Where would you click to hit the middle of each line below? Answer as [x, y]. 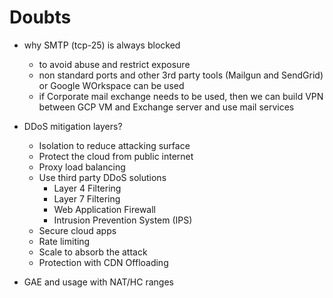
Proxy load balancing [82, 167]
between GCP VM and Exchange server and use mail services [166, 107]
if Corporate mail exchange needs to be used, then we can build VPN [181, 96]
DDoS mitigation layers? [73, 126]
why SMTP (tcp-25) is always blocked [102, 45]
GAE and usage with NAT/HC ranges [98, 282]
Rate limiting [64, 241]
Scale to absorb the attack [93, 252]
